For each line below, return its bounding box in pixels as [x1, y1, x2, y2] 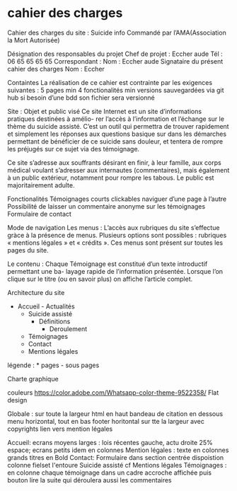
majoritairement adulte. [7, 180, 75, 189]
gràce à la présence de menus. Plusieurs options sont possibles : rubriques [7, 231, 227, 239]
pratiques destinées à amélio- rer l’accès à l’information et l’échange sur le [7, 115, 225, 123]
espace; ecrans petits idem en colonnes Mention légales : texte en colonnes [7, 446, 229, 454]
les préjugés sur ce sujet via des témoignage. [7, 144, 140, 153]
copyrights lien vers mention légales [7, 424, 113, 433]
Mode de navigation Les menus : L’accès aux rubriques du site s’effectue [7, 223, 220, 231]
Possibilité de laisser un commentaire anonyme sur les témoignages [7, 202, 206, 210]
